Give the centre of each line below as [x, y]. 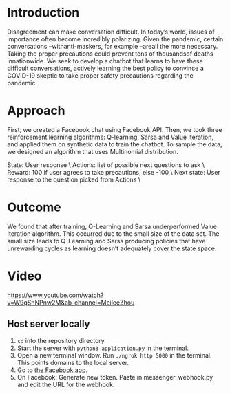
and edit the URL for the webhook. [66, 384]
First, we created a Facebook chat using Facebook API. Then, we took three [115, 129]
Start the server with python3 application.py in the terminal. [103, 348]
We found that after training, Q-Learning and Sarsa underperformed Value [112, 226]
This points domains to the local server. [73, 362]
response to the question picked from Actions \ [74, 179]
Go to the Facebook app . [52, 370]
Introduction [43, 13]
